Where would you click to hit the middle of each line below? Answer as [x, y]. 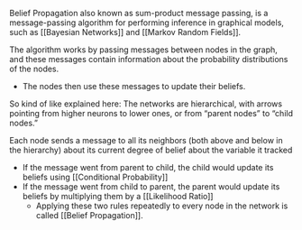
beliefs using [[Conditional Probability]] [95, 177]
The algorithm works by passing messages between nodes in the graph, [143, 50]
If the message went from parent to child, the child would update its [148, 167]
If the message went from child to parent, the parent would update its [151, 187]
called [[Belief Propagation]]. [89, 215]
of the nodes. [34, 69]
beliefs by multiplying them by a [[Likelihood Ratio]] [118, 196]
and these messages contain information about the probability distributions [149, 59]
